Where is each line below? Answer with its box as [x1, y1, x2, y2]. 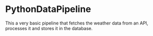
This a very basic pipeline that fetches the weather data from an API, [5, 20, 148, 26]
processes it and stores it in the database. [5, 25, 93, 31]
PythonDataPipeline [5, 3, 91, 15]
